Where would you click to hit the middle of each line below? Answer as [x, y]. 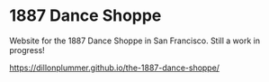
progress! [27, 50]
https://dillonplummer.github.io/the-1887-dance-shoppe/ [115, 68]
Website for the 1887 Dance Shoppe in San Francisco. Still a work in [135, 41]
